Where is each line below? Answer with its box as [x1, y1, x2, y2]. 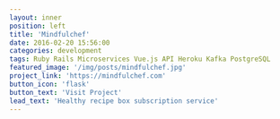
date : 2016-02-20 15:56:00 [9, 38, 110, 47]
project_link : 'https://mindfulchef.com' [9, 72, 167, 81]
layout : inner [9, 13, 63, 22]
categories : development [9, 47, 102, 55]
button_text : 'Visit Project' [9, 88, 123, 97]
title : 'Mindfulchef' [9, 30, 91, 38]
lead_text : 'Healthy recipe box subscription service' [9, 96, 219, 106]
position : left [9, 21, 66, 30]
